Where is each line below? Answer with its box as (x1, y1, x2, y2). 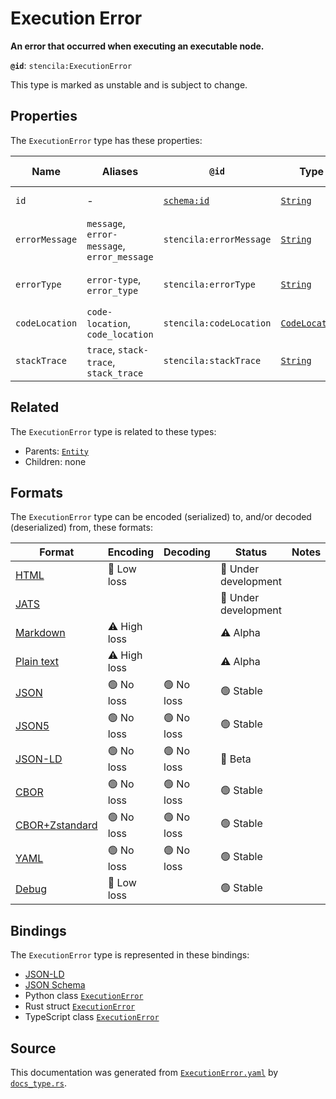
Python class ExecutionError (24, 990, 144, 1002)
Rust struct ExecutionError (24, 1000, 136, 1012)
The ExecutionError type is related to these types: (10, 425, 217, 437)
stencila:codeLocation (163, 317, 272, 329)
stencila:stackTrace (163, 355, 262, 366)
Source (10, 1040, 57, 1057)
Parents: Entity (24, 445, 89, 457)
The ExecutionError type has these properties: (10, 134, 203, 146)
